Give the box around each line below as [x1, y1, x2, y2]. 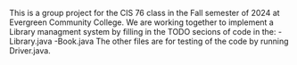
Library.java [9, 36, 53, 46]
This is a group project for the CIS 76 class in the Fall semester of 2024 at [9, 8, 280, 18]
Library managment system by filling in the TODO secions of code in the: [9, 27, 276, 37]
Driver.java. [9, 45, 51, 56]
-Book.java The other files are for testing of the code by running [54, 36, 289, 46]
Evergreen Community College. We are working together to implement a [9, 17, 274, 28]
